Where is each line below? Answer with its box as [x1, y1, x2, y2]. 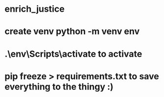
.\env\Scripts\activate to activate [4, 48, 142, 59]
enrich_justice [4, 3, 65, 15]
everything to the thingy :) [4, 81, 114, 92]
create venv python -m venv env [4, 26, 140, 37]
